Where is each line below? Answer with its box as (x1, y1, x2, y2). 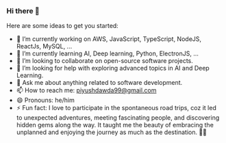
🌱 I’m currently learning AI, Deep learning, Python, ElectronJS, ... (16, 49, 199, 57)
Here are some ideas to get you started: (6, 22, 119, 30)
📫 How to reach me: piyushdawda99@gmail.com (16, 86, 157, 94)
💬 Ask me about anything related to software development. (16, 79, 183, 87)
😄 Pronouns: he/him (16, 96, 75, 105)
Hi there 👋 (6, 6, 40, 16)
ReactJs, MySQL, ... (16, 42, 73, 51)
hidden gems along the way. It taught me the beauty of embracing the (16, 121, 214, 129)
